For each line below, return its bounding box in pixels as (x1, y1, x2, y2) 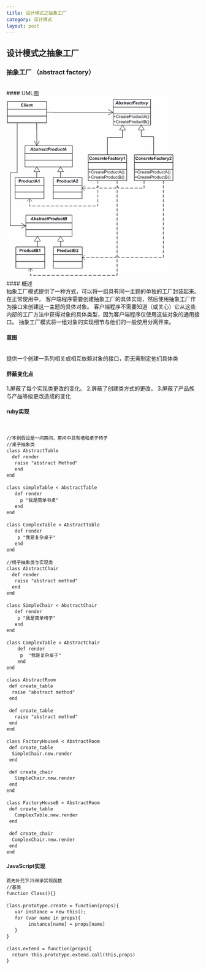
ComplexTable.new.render (14, 812, 78, 818)
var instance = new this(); (14, 909, 86, 915)
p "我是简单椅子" (17, 615, 56, 621)
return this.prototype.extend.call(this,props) (12, 952, 136, 958)
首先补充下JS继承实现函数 (6, 877, 63, 884)
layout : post (6, 23, 40, 29)
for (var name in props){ (14, 915, 81, 921)
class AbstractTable (6, 447, 59, 454)
